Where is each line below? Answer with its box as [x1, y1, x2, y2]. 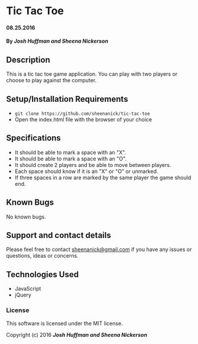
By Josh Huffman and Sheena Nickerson [6, 37, 108, 45]
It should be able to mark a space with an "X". [14, 149, 126, 156]
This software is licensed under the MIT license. [6, 320, 123, 327]
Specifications [6, 133, 61, 143]
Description [6, 54, 50, 65]
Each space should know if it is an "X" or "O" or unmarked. [14, 168, 158, 175]
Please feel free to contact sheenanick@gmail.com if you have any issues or [6, 246, 192, 253]
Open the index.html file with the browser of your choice [14, 116, 152, 123]
